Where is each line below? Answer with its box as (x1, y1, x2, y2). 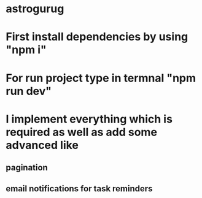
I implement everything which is (6, 112, 173, 126)
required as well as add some (6, 125, 158, 139)
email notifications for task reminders (6, 183, 153, 194)
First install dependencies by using (6, 30, 188, 44)
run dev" (6, 84, 52, 98)
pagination (6, 162, 49, 173)
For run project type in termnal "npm (6, 71, 196, 85)
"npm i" (6, 43, 47, 57)
